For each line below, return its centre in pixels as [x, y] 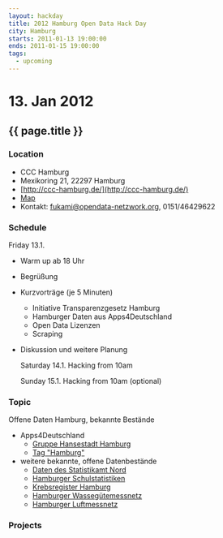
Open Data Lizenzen [66, 325]
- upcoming [34, 62]
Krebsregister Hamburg [71, 487]
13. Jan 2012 [51, 101]
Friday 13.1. [27, 245]
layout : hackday [36, 16]
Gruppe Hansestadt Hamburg [81, 444]
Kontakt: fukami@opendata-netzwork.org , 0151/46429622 [118, 206]
